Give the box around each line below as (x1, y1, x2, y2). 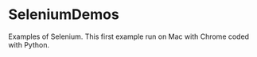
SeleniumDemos (8, 6, 119, 24)
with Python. (8, 40, 50, 49)
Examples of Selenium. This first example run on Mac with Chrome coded (8, 32, 249, 41)
